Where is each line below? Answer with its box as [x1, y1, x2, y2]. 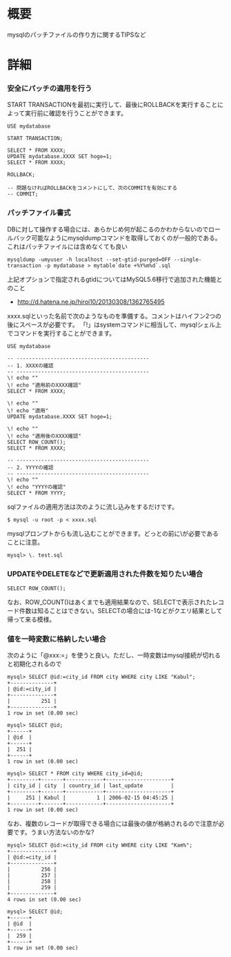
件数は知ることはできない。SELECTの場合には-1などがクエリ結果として [19, 607, 223, 615]
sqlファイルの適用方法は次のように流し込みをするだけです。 [7, 502, 178, 511]
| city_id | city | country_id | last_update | [7, 782, 174, 789]
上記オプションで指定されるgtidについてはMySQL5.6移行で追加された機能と [7, 275, 223, 283]
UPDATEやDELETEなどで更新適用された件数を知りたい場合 [7, 569, 203, 579]
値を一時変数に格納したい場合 [7, 634, 107, 644]
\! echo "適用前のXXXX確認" [7, 381, 81, 389]
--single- [173, 256, 202, 263]
